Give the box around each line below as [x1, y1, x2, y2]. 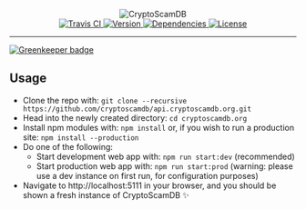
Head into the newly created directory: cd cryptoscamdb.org [22, 112, 248, 123]
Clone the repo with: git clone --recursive [22, 95, 188, 105]
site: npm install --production [22, 132, 139, 143]
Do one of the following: [22, 141, 114, 152]
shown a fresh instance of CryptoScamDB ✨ [22, 189, 189, 200]
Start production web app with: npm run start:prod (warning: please [36, 160, 293, 172]
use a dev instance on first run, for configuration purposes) [36, 170, 260, 181]
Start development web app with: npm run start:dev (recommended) [36, 151, 296, 162]
